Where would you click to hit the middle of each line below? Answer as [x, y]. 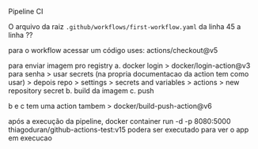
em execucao [30, 138]
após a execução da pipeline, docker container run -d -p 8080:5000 [120, 121]
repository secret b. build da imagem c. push [81, 91]
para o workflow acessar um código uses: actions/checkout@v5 [113, 50]
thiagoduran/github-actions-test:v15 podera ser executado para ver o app [129, 130]
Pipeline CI [26, 11]
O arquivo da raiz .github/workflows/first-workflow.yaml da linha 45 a [125, 26]
